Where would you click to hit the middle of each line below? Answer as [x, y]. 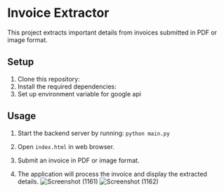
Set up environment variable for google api [79, 94]
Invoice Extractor [58, 13]
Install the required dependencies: [67, 87]
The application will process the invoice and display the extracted [112, 174]
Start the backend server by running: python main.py [93, 133]
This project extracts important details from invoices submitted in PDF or [112, 32]
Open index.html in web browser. [66, 146]
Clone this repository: [48, 79]
